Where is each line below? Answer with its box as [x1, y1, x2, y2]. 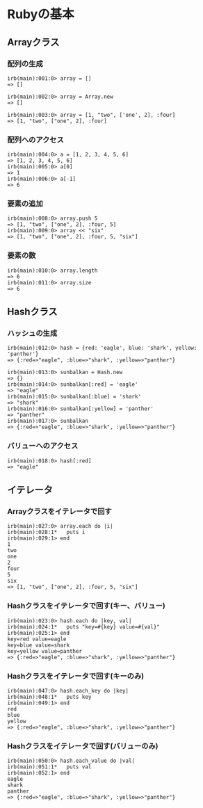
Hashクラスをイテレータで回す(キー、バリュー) [7, 601, 165, 611]
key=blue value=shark [7, 641, 70, 649]
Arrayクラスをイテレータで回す [7, 507, 113, 517]
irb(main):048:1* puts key [7, 693, 92, 701]
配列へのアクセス [7, 135, 65, 145]
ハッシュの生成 [7, 328, 58, 338]
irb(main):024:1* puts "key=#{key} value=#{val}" [7, 623, 160, 630]
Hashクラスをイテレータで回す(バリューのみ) [7, 741, 159, 751]
